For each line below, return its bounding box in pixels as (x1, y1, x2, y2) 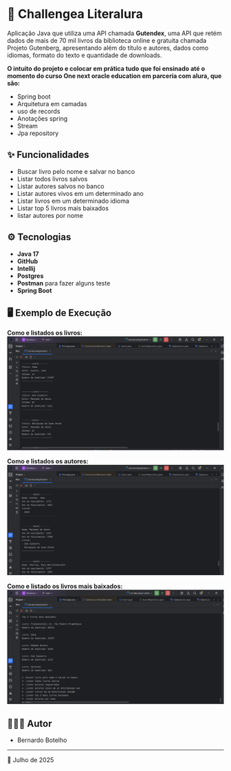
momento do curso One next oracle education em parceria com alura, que (7, 72, 222, 80)
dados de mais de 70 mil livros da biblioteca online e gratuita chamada (7, 36, 207, 44)
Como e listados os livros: (7, 329, 82, 337)
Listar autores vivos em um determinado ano (16, 189, 144, 197)
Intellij (16, 264, 36, 272)
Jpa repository (16, 129, 59, 137)
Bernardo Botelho (16, 736, 67, 744)
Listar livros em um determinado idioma (16, 197, 129, 205)
